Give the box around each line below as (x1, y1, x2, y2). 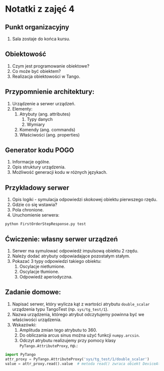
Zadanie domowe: (5, 288, 61, 297)
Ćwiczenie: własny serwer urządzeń (5, 235, 118, 243)
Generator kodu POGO (5, 146, 74, 155)
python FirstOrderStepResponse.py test (5, 222, 86, 227)
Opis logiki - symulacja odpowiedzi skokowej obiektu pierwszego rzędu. (12, 197, 158, 203)
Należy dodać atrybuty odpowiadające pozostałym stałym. (12, 253, 130, 259)
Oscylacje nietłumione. (19, 263, 65, 270)
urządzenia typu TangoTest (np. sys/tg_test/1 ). (12, 306, 109, 312)
